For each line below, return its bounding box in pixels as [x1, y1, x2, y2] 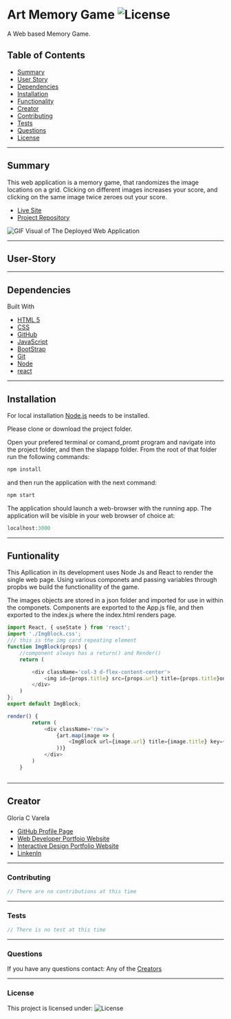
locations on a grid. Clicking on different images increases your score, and [7, 186, 218, 194]
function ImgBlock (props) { [7, 643, 88, 651]
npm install [7, 466, 41, 473]
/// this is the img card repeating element [7, 637, 137, 644]
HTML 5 [16, 316, 41, 324]
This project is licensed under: [7, 1004, 93, 1012]
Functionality [16, 97, 54, 105]
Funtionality [7, 550, 60, 562]
